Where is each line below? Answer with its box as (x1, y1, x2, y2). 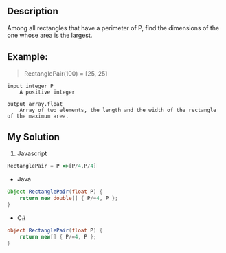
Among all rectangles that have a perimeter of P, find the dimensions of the (7, 23, 220, 32)
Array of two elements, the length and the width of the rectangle (19, 107, 216, 113)
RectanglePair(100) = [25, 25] (23, 69, 108, 78)
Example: (7, 51, 48, 63)
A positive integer (19, 89, 76, 96)
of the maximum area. (7, 113, 69, 120)
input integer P (7, 82, 54, 89)
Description (7, 5, 58, 17)
